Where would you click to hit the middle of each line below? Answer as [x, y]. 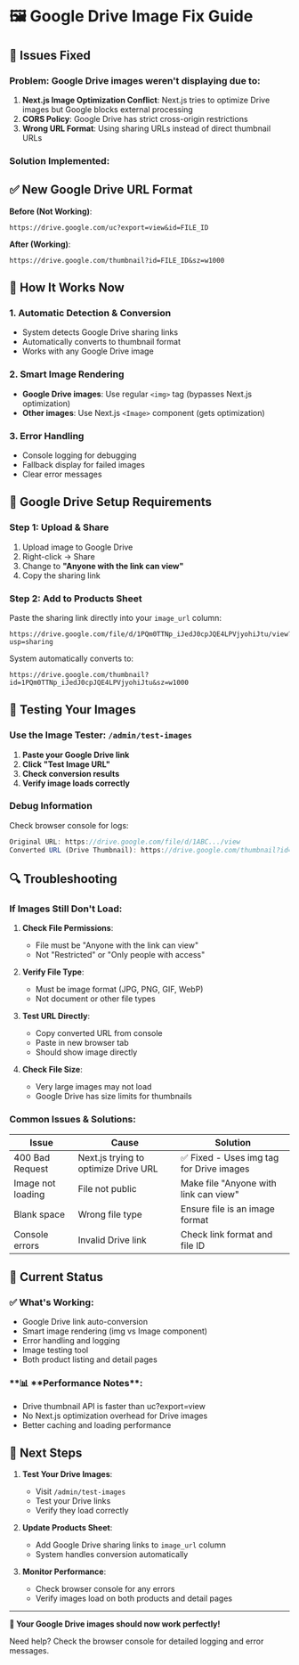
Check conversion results [71, 773]
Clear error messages [62, 474]
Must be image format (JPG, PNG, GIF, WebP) [119, 990]
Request [31, 1169]
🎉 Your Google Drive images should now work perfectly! [115, 1624]
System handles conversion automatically [112, 1555]
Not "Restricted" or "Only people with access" [120, 955]
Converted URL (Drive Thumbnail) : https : [87, 850]
